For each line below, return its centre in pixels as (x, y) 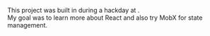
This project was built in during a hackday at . (74, 10)
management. (28, 25)
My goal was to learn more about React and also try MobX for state (105, 18)
